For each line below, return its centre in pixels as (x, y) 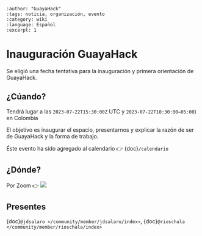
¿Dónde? (24, 170)
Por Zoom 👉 (23, 185)
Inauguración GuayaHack (72, 54)
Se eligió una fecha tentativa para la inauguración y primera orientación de (100, 71)
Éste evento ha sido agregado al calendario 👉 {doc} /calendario (88, 148)
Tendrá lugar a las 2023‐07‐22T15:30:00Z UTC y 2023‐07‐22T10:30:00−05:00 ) (101, 111)
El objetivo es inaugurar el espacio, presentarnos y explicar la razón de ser (100, 130)
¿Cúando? (26, 97)
